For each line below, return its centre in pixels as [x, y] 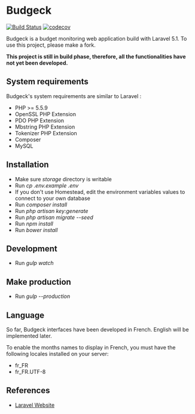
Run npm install [34, 223]
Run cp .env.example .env [47, 185]
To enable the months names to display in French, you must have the [91, 347]
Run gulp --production [42, 296]
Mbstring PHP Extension [45, 127]
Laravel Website [35, 405]
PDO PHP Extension [39, 120]
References [28, 390]
